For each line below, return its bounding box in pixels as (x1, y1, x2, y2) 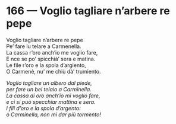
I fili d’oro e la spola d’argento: (6, 104, 81, 112)
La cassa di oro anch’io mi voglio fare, (6, 92, 100, 99)
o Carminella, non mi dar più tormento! (6, 111, 101, 118)
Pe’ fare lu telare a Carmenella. (6, 43, 81, 50)
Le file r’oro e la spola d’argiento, (6, 61, 86, 69)
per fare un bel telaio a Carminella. (6, 85, 92, 93)
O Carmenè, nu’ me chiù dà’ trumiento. (6, 68, 101, 75)
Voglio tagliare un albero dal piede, (6, 79, 92, 87)
